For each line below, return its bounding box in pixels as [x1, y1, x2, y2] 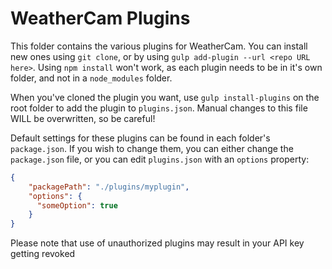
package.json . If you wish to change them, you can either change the [10, 142, 294, 154]
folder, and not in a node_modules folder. [10, 72, 173, 84]
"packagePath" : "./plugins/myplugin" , [28, 182, 190, 192]
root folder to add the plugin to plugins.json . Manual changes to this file [10, 102, 308, 114]
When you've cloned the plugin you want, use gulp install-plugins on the [10, 91, 320, 103]
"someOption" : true [36, 200, 118, 211]
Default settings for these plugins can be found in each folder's [10, 132, 271, 144]
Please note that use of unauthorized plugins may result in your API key [10, 237, 305, 249]
